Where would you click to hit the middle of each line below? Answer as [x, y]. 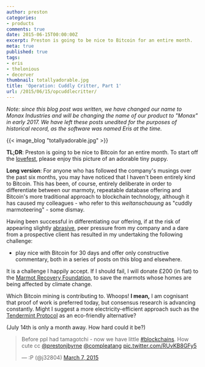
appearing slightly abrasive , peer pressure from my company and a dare [97, 228]
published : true [27, 52]
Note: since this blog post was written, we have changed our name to [94, 109]
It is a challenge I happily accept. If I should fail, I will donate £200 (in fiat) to [102, 271]
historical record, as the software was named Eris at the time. [84, 128]
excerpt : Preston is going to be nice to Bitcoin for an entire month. [99, 40]
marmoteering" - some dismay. [46, 209]
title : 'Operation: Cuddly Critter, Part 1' [64, 86]
